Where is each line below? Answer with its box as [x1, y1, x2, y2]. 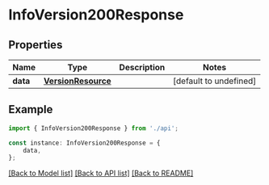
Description [119, 62, 166, 73]
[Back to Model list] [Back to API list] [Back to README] [8, 168, 194, 179]
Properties [8, 38, 63, 52]
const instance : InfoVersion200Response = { [8, 139, 161, 147]
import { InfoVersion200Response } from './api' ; [8, 124, 179, 132]
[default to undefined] [172, 75, 257, 86]
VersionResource [43, 75, 111, 86]
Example [8, 103, 53, 116]
